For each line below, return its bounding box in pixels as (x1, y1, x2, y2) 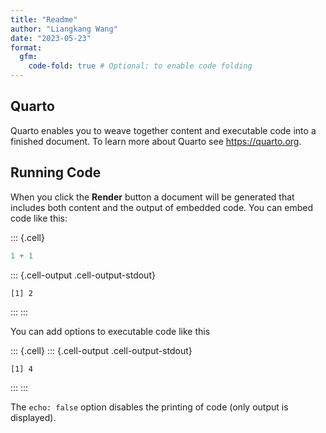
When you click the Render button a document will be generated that (10, 191, 295, 203)
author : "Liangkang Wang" (10, 24, 118, 34)
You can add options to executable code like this (10, 325, 211, 337)
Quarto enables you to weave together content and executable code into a (10, 124, 317, 136)
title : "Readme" (10, 14, 78, 25)
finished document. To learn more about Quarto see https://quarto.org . (10, 135, 302, 147)
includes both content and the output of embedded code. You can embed (10, 201, 313, 213)
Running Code (10, 164, 102, 181)
